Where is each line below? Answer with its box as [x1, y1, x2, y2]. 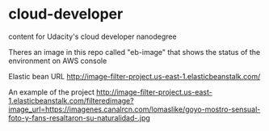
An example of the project [8, 87, 95, 97]
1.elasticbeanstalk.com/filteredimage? [8, 95, 135, 105]
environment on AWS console [8, 56, 107, 65]
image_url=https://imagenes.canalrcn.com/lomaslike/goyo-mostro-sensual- [8, 104, 261, 114]
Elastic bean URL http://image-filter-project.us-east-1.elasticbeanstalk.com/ [8, 71, 261, 81]
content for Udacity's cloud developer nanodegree [8, 32, 177, 41]
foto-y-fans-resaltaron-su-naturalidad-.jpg [8, 112, 151, 122]
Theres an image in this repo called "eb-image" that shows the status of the [8, 47, 261, 57]
